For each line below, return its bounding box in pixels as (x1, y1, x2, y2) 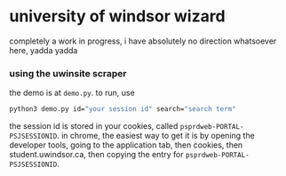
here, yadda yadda (9, 44, 78, 55)
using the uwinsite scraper (9, 67, 127, 79)
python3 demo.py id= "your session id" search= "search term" (9, 105, 237, 114)
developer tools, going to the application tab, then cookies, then (9, 140, 243, 150)
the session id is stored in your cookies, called (9, 121, 179, 132)
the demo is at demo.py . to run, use (9, 87, 135, 99)
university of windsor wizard (9, 6, 226, 27)
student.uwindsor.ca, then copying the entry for (9, 149, 184, 160)
